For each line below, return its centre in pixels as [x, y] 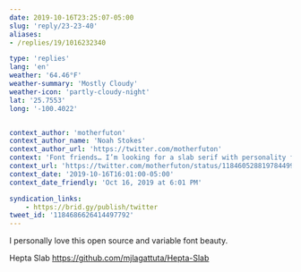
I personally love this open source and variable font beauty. [119, 241]
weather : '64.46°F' [46, 76]
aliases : [26, 34]
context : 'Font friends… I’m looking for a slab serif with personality [148, 157]
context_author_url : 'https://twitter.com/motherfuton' [116, 149]
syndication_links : [46, 199]
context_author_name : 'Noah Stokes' [77, 141]
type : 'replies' [39, 59]
